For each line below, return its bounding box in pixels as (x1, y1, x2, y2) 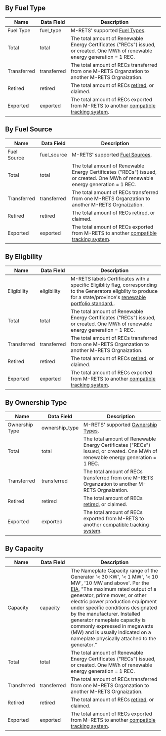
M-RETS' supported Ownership (83, 422, 157, 428)
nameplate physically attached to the (71, 635, 157, 642)
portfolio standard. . (71, 300, 115, 307)
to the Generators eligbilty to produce (71, 288, 158, 295)
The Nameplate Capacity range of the (71, 567, 158, 574)
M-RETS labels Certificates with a (71, 275, 150, 282)
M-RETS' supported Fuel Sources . (72, 151, 152, 158)
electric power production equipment (71, 598, 157, 605)
